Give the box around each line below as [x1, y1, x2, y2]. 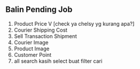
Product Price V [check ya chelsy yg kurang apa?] [13, 20, 135, 27]
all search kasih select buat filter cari [13, 57, 103, 64]
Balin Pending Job [5, 5, 73, 15]
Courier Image [13, 39, 49, 46]
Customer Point [13, 51, 52, 58]
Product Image [13, 45, 50, 52]
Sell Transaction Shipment [13, 32, 77, 40]
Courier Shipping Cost [13, 26, 68, 33]
